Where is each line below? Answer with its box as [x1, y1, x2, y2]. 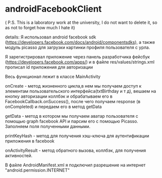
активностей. [5, 152, 32, 159]
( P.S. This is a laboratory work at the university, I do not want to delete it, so [5, 19, 158, 25]
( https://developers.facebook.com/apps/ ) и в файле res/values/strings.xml [5, 59, 155, 65]
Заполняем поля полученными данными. [5, 123, 91, 129]
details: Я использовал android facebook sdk [5, 34, 96, 40]
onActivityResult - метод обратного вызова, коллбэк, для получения [5, 147, 146, 153]
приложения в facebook [5, 138, 55, 144]
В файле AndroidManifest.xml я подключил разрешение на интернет [5, 162, 146, 168]
